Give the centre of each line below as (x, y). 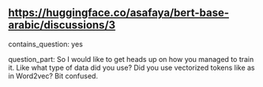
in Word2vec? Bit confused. (53, 76)
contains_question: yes (45, 44)
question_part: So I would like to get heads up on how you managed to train (131, 59)
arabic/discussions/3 (62, 25)
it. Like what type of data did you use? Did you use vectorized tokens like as (131, 67)
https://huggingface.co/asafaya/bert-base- (118, 13)
